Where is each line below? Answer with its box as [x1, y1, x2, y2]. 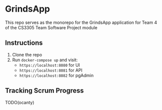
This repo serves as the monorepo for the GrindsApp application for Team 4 [5, 19, 157, 25]
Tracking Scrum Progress [5, 87, 84, 95]
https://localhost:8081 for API [19, 67, 83, 73]
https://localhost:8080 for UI [19, 62, 80, 68]
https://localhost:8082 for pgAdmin [19, 72, 94, 78]
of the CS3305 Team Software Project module [5, 24, 98, 30]
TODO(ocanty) [5, 99, 35, 105]
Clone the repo [12, 52, 42, 57]
